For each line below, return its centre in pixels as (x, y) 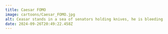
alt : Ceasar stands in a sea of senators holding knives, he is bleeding (84, 19)
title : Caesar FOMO (26, 10)
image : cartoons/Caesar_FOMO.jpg (40, 14)
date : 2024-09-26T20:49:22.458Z (39, 24)
